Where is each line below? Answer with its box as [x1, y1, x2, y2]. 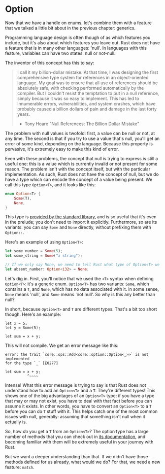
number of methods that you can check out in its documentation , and [5, 434, 146, 440]
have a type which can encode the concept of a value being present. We [5, 176, 153, 182]
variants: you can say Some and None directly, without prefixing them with [5, 224, 151, 230]
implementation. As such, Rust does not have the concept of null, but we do [5, 171, 159, 177]
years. [17, 111, 31, 117]
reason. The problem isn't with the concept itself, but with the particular [5, 166, 151, 172]
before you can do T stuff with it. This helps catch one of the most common [5, 408, 158, 414]
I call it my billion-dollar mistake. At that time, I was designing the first [17, 69, 159, 75]
